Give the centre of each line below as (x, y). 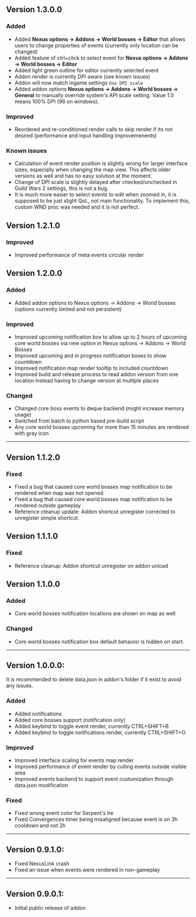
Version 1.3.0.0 (34, 10)
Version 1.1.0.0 (33, 584)
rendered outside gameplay (48, 505)
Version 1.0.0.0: (36, 665)
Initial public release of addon (50, 908)
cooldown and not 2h (40, 826)
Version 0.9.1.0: (35, 849)
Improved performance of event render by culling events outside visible (100, 766)
